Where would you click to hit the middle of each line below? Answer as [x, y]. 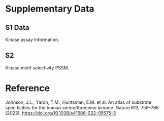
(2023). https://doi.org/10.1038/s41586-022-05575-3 [61, 113]
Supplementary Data [50, 9]
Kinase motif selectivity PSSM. [37, 68]
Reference [27, 88]
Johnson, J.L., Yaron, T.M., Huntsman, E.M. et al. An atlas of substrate [78, 102]
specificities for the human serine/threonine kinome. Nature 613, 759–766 [82, 107]
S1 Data [17, 28]
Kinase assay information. [32, 39]
